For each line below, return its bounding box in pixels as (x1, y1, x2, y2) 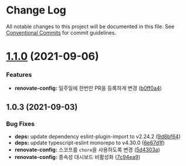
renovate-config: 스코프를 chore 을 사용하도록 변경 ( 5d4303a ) (14, 146, 160, 153)
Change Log (6, 4, 66, 17)
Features (6, 71, 32, 79)
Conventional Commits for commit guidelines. (6, 29, 116, 36)
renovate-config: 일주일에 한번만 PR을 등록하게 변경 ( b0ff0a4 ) (14, 84, 163, 92)
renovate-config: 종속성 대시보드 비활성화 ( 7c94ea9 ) (14, 154, 141, 161)
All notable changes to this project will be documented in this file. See (6, 23, 175, 30)
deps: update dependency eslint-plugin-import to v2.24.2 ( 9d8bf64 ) (14, 133, 181, 140)
